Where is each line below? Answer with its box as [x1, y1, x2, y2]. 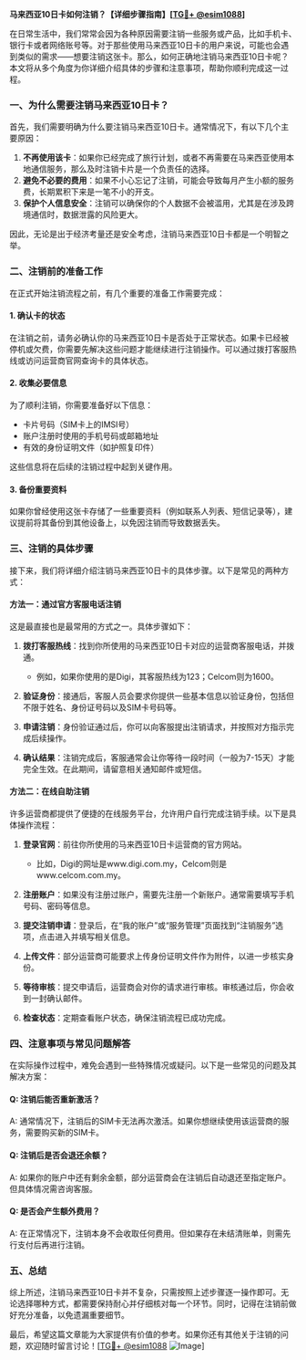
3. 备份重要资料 [9, 484, 67, 495]
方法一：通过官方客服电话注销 [9, 599, 121, 610]
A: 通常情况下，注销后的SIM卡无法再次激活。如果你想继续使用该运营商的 [9, 1115, 282, 1126]
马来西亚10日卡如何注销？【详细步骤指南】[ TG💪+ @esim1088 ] [9, 9, 246, 19]
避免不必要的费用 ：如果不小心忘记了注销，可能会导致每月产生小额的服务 [22, 175, 294, 186]
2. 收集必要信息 [9, 378, 67, 389]
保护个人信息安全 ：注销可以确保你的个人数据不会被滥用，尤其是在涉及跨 [22, 198, 294, 209]
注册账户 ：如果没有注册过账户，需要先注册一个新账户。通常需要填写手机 [22, 889, 294, 900]
